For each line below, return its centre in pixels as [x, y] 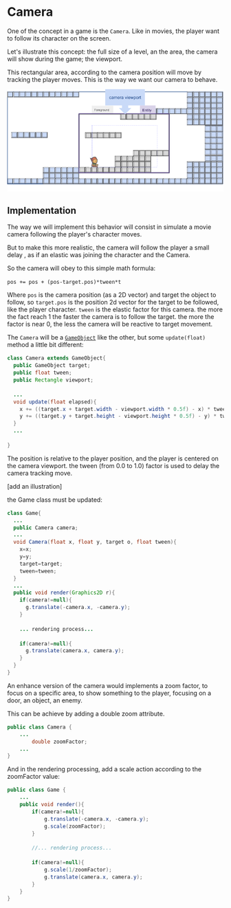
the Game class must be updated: [55, 500]
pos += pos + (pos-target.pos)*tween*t [64, 283]
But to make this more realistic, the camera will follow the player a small [108, 247]
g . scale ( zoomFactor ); [75, 826]
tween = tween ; [38, 571]
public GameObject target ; [52, 366]
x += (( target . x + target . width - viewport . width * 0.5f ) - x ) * [115, 409]
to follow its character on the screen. [59, 38]
